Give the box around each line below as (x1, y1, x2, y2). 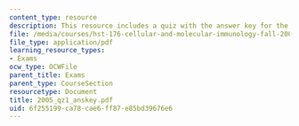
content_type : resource (9, 12, 98, 22)
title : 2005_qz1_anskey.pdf (9, 95, 114, 105)
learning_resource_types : (9, 46, 105, 55)
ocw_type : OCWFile (9, 63, 77, 72)
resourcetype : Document (9, 87, 98, 96)
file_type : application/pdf (9, 37, 114, 47)
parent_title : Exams (9, 71, 86, 80)
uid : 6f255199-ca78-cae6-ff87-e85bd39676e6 (9, 104, 174, 113)
